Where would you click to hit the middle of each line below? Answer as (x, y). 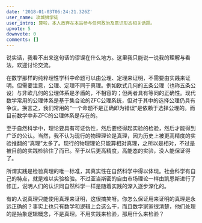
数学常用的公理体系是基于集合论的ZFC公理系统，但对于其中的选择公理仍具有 (101, 100)
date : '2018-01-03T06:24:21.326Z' (50, 12)
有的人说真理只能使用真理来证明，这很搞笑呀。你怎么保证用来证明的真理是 (98, 199)
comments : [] (23, 40)
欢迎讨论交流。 (35, 65)
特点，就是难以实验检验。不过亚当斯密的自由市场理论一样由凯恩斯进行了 (106, 179)
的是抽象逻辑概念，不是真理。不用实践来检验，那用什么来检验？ (85, 214)
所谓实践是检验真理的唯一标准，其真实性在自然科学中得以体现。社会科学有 (98, 171)
